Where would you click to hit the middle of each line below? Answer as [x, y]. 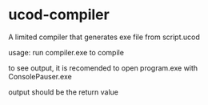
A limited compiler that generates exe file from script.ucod [104, 37]
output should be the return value [63, 92]
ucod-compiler [59, 15]
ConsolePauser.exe [40, 76]
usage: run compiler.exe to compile [66, 52]
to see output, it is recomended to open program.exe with [103, 68]
